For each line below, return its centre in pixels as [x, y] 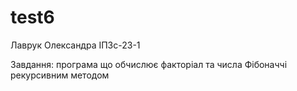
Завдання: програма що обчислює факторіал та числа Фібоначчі [149, 64]
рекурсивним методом [60, 75]
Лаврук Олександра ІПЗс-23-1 [75, 45]
